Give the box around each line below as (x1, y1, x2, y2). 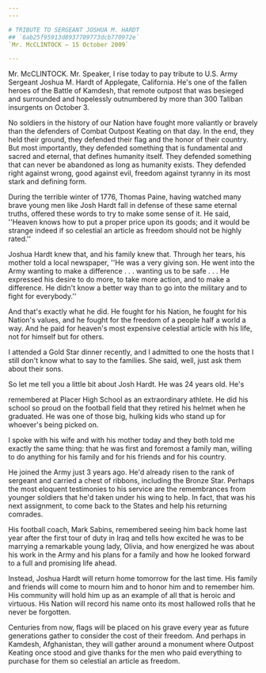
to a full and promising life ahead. (8, 558, 117, 568)
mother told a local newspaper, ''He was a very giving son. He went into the (8, 258, 255, 267)
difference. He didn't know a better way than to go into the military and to (8, 283, 248, 293)
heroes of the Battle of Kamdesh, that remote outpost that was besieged (8, 86, 244, 96)
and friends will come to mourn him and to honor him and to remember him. (8, 582, 255, 592)
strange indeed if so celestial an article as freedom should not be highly (8, 226, 242, 236)
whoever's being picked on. (8, 420, 99, 429)
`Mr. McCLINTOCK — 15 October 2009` (8, 40, 129, 48)
